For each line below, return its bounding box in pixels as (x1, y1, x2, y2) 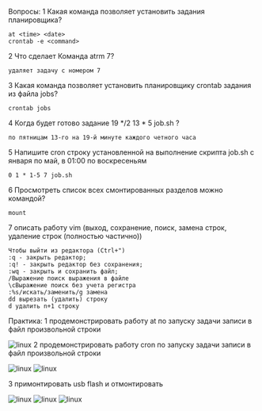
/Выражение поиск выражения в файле (8, 275, 129, 282)
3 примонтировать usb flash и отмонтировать (8, 379, 164, 388)
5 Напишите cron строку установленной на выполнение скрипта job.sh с (8, 148, 255, 157)
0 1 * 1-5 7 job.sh (8, 171, 73, 179)
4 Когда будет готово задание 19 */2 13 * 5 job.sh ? (8, 118, 180, 128)
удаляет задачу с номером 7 (8, 67, 101, 75)
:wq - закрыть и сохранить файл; (8, 267, 119, 275)
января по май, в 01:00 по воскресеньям (8, 156, 147, 165)
